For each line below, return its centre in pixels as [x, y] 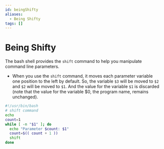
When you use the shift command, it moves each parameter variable [82, 76]
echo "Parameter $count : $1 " [39, 129]
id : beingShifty [22, 10]
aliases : [14, 14]
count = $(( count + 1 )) [34, 133]
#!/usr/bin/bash [22, 106]
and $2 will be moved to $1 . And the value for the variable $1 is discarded [86, 87]
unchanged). [25, 97]
